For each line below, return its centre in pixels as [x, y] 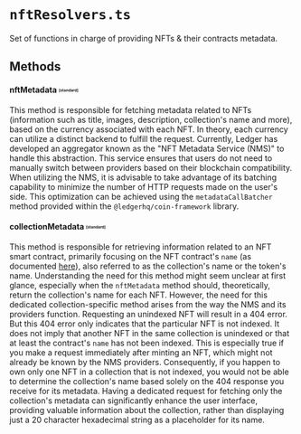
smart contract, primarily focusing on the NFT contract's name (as [130, 256]
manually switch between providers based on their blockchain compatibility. [151, 167]
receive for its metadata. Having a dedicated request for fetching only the [146, 391]
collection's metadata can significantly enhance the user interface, [133, 401]
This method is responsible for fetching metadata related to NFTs [131, 109]
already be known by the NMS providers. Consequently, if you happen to [145, 362]
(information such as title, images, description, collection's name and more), [151, 119]
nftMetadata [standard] [44, 90]
